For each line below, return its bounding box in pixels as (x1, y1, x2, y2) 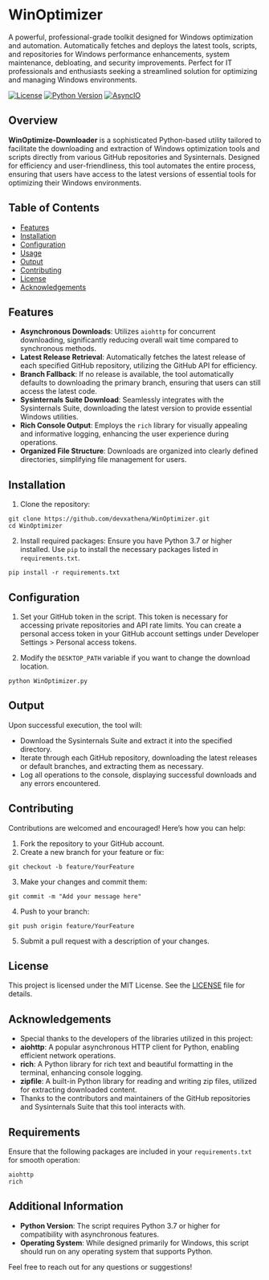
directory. (19, 744, 52, 754)
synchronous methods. (19, 344, 96, 354)
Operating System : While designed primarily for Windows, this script (19, 1237, 249, 1247)
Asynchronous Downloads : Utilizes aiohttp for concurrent (19, 327, 216, 337)
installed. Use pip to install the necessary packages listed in (19, 545, 218, 554)
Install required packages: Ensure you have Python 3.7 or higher (19, 536, 233, 546)
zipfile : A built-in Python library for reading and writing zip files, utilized (19, 1077, 257, 1086)
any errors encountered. (19, 778, 100, 788)
